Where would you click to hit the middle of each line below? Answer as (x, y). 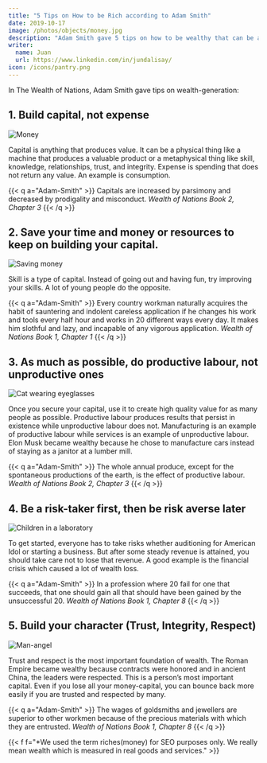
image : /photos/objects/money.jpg (66, 30)
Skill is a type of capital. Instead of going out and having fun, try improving (130, 279)
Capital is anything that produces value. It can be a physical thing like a (124, 150)
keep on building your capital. (83, 245)
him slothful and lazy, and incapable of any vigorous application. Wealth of (130, 329)
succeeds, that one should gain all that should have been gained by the (125, 592)
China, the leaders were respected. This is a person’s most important (121, 677)
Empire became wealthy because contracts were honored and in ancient (127, 668)
